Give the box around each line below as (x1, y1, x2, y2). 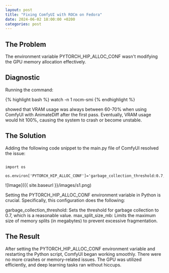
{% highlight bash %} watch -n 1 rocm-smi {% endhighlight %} (5, 96, 135, 102)
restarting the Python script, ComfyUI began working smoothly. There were (5, 251, 161, 257)
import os (5, 164, 26, 169)
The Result (5, 232, 40, 241)
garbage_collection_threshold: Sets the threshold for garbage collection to (5, 207, 159, 213)
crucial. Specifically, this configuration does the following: (5, 197, 125, 203)
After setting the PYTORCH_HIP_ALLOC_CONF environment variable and (5, 245, 155, 252)
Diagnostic (5, 74, 40, 82)
